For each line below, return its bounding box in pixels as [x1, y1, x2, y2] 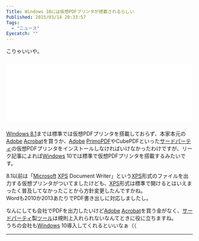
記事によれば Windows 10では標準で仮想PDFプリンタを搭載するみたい [11, 152, 181, 160]
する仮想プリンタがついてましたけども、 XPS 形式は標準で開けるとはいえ [11, 180, 187, 187]
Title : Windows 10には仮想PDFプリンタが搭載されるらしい [6, 8, 134, 15]
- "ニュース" [11, 25, 40, 31]
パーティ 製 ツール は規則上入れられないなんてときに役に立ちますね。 [11, 214, 177, 222]
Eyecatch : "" [6, 31, 38, 37]
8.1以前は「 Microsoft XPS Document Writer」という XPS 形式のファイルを [6, 172, 184, 179]
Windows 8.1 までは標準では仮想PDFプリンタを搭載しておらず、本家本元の [6, 130, 187, 137]
